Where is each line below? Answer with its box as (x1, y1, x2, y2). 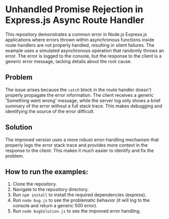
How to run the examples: (5, 167, 89, 176)
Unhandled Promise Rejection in (5, 4, 144, 15)
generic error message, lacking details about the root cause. (5, 58, 132, 64)
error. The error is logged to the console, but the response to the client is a (5, 52, 162, 59)
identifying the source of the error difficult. (5, 108, 95, 114)
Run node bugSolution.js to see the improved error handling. (12, 208, 141, 214)
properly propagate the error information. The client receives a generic (5, 92, 154, 98)
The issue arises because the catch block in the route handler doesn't (5, 87, 152, 93)
